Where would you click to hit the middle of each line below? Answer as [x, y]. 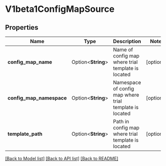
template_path [25, 134]
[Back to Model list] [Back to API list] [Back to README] [62, 159]
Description [127, 41]
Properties [22, 28]
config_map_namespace [37, 98]
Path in [121, 121]
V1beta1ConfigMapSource [60, 9]
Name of [123, 50]
